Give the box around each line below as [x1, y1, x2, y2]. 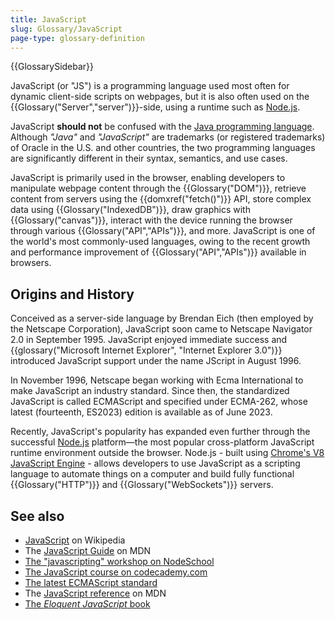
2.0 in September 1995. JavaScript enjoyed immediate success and [10, 334, 288, 346]
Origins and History [10, 286, 135, 303]
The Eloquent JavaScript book [24, 598, 151, 610]
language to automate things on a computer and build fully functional [10, 468, 295, 480]
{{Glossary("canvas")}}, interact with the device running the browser [10, 214, 293, 226]
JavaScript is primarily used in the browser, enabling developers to [10, 172, 286, 184]
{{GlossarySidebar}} [10, 61, 95, 73]
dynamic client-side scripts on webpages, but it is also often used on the [10, 91, 310, 103]
